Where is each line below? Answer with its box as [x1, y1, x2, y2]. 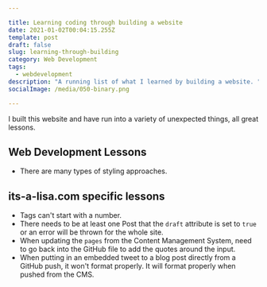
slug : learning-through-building [8, 48, 119, 56]
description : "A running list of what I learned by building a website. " [8, 77, 261, 86]
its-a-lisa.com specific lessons [8, 189, 165, 203]
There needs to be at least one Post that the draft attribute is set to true [19, 219, 257, 229]
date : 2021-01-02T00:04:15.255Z [8, 25, 115, 34]
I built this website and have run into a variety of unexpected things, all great [8, 114, 259, 123]
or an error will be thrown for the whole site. [19, 227, 164, 237]
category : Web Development [8, 56, 98, 64]
